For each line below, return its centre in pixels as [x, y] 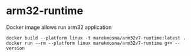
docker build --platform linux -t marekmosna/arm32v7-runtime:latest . [96, 38]
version [16, 48]
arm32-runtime [45, 11]
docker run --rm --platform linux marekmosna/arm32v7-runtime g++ [89, 43]
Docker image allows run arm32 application [59, 27]
